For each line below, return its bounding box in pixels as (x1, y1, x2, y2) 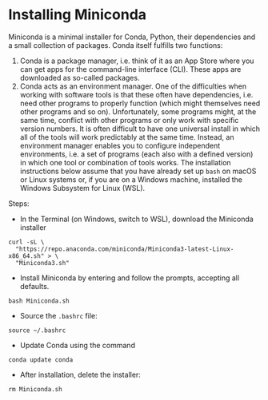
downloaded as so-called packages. (19, 73, 140, 82)
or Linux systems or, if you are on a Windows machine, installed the (19, 174, 242, 184)
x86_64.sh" (8, 251, 45, 260)
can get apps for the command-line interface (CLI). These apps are (19, 64, 242, 73)
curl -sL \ (8, 238, 45, 246)
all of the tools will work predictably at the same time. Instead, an (19, 132, 234, 141)
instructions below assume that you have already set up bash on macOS (19, 166, 257, 176)
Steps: (8, 198, 30, 208)
